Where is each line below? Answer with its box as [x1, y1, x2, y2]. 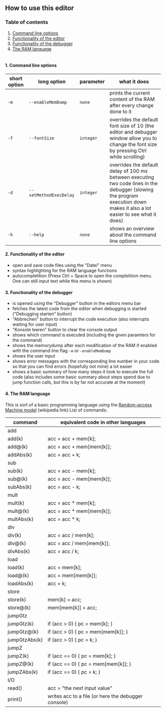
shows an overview [109, 225, 155, 232]
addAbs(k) [7, 451, 33, 458]
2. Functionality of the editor [5, 251, 65, 257]
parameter [80, 78, 105, 85]
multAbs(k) [7, 515, 34, 522]
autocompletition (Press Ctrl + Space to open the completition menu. [12, 273, 152, 279]
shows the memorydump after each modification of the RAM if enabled [12, 343, 157, 349]
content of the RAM [109, 96, 155, 102]
